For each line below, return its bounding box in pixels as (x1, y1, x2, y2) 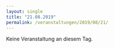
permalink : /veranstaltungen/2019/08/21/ (6, 19, 109, 25)
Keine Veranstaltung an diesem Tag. (6, 36, 93, 43)
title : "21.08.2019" (6, 14, 57, 20)
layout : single (6, 8, 43, 15)
